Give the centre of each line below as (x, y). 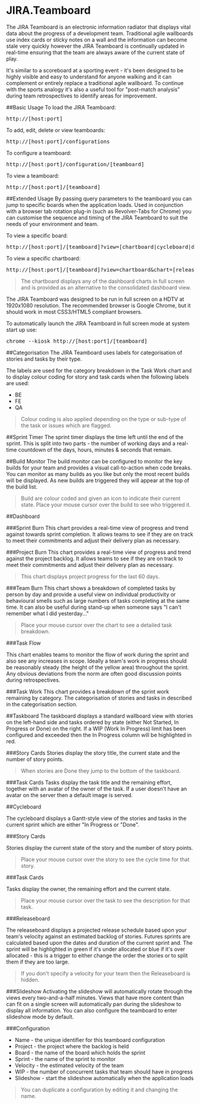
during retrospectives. (33, 680)
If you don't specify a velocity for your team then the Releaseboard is (105, 973)
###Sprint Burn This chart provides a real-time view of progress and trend (97, 527)
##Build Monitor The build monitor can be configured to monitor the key (94, 461)
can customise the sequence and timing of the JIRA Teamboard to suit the (97, 217)
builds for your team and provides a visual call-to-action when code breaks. (99, 468)
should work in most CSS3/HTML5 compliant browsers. (74, 312)
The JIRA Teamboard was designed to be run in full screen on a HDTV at (95, 299)
